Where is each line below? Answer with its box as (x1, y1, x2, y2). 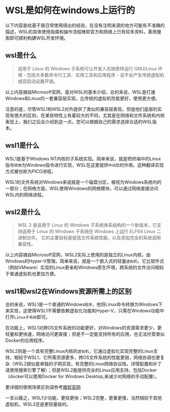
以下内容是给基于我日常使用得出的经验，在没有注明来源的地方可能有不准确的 (5, 22, 165, 28)
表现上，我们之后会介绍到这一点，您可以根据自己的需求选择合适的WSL (5, 118, 153, 124)
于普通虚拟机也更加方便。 (5, 271, 59, 277)
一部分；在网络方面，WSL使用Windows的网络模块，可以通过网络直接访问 (5, 185, 158, 191)
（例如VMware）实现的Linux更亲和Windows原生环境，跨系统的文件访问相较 (5, 264, 164, 270)
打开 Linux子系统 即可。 (5, 314, 51, 320)
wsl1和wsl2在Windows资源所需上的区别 (5, 287, 132, 296)
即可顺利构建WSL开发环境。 (9, 35, 68, 41)
